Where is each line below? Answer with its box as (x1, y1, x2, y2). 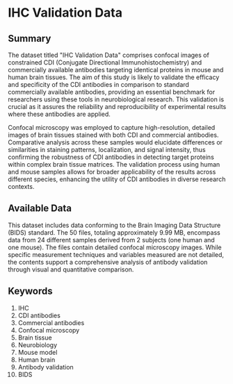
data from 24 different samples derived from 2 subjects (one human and (8, 235, 215, 244)
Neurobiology (17, 340, 58, 349)
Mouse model (17, 348, 58, 356)
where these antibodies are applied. (8, 110, 111, 118)
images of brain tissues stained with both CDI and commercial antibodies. (8, 131, 219, 139)
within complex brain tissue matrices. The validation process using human (8, 160, 220, 168)
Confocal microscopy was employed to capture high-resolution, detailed (8, 124, 216, 131)
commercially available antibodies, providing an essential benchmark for (8, 88, 215, 96)
